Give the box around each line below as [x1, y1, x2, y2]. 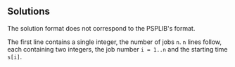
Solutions [7, 6, 51, 17]
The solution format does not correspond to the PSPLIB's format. [7, 24, 196, 32]
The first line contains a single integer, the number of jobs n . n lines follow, [7, 38, 222, 46]
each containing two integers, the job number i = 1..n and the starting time [7, 45, 228, 53]
